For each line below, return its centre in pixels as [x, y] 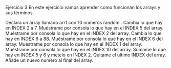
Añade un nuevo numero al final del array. [49, 60]
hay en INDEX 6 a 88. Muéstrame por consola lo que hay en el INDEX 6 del [84, 39]
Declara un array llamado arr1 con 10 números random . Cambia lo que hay [84, 23]
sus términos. [20, 13]
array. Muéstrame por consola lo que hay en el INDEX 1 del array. [74, 44]
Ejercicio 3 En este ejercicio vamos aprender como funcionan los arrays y [83, 7]
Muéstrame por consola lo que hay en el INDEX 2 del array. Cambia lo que [83, 33]
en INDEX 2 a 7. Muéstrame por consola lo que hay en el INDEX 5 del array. [84, 28]
